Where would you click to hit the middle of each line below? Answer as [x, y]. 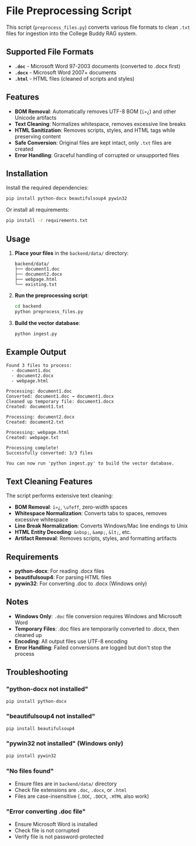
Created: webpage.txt [33, 438]
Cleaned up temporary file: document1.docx [60, 402]
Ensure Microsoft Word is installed [56, 824]
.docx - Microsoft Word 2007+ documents [65, 72]
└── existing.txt [36, 284]
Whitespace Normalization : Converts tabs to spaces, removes [91, 513]
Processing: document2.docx [40, 417]
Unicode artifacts [36, 117]
